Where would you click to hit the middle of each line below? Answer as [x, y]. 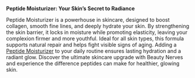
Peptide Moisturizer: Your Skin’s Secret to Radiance [71, 9]
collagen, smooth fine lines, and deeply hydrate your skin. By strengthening [98, 26]
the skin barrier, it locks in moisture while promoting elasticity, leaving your [97, 32]
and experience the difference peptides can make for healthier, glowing [93, 63]
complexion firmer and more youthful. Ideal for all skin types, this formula [95, 38]
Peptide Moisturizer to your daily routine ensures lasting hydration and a [94, 51]
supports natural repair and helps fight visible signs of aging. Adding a [91, 45]
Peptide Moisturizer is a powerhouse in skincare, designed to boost [88, 20]
